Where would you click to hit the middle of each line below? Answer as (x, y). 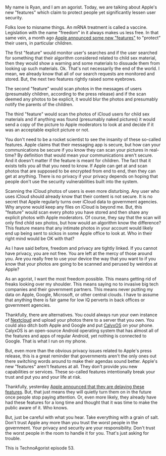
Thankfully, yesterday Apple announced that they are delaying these (75, 387)
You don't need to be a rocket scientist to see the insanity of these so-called (83, 139)
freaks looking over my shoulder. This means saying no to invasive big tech (82, 284)
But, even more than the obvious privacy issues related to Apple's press (79, 351)
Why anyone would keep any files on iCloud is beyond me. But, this (74, 207)
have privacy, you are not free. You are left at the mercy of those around (79, 253)
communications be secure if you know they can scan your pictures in (77, 150)
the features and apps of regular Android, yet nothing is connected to (76, 336)
